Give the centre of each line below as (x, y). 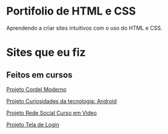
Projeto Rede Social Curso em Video (52, 113)
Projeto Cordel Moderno (36, 89)
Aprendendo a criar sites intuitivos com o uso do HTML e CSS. (84, 28)
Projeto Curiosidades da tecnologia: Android (62, 101)
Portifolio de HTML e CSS (71, 11)
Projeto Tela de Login (33, 124)
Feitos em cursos (39, 75)
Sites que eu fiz (46, 52)
